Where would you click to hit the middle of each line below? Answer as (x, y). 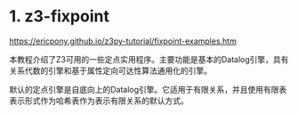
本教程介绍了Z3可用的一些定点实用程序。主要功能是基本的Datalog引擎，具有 (149, 59)
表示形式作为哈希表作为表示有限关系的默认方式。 (99, 101)
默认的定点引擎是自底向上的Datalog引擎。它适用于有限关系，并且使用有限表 (148, 89)
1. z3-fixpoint (59, 16)
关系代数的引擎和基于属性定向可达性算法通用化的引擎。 (110, 70)
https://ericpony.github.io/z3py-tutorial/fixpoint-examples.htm (123, 41)
